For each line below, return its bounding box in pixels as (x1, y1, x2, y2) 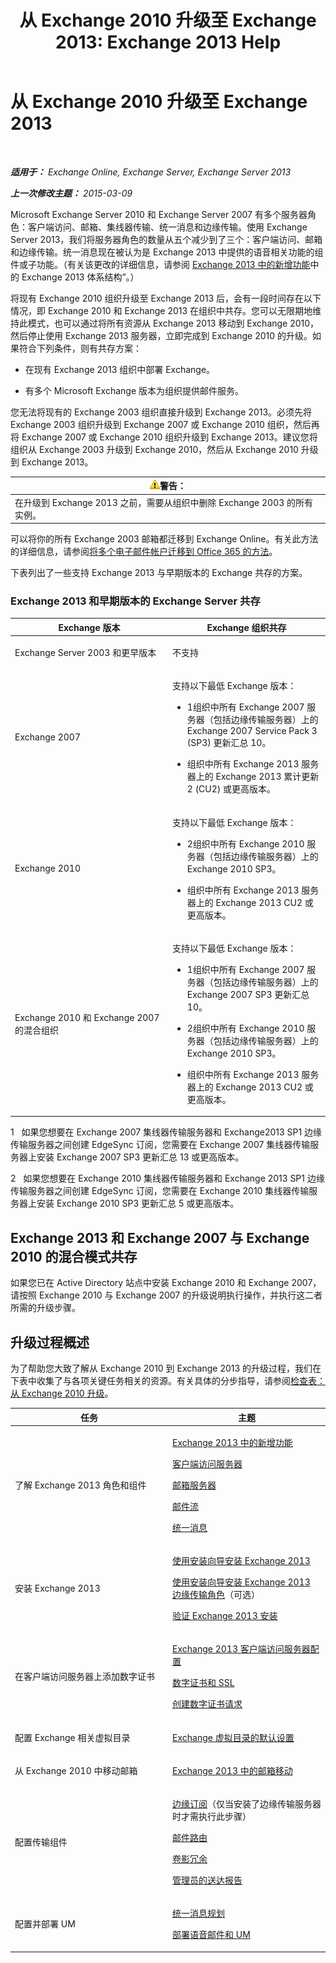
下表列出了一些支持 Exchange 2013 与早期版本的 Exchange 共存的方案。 (10, 567, 308, 579)
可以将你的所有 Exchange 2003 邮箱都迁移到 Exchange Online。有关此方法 (10, 533, 319, 545)
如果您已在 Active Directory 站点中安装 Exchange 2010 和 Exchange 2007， (10, 1277, 322, 1289)
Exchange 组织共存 (206, 621, 287, 633)
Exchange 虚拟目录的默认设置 (172, 1731, 295, 1743)
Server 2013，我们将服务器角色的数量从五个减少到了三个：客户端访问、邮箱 (10, 233, 323, 245)
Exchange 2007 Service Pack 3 (186, 725, 318, 737)
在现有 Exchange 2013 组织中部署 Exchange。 (24, 363, 216, 375)
